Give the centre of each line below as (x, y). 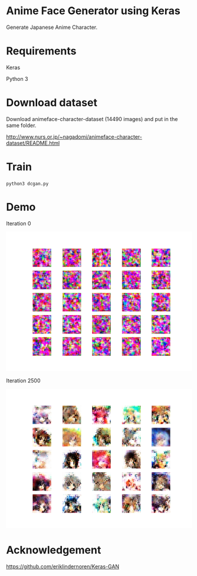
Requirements (41, 51)
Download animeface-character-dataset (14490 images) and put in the (92, 119)
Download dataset (52, 103)
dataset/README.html (33, 143)
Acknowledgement (54, 550)
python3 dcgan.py (27, 184)
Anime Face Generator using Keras (93, 11)
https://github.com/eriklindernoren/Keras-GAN (63, 566)
